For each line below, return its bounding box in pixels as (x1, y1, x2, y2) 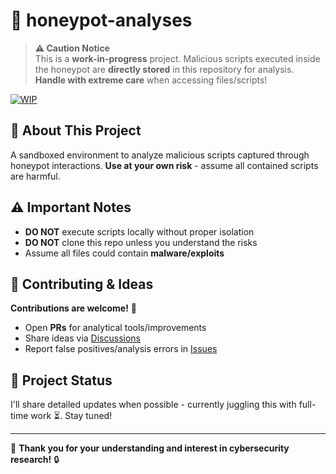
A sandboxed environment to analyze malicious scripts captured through (10, 149, 310, 161)
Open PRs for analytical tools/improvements (24, 322, 207, 334)
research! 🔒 (10, 454, 60, 466)
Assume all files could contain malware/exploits (24, 247, 225, 259)
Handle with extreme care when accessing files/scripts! (34, 74, 268, 86)
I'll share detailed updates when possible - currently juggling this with (10, 399, 297, 411)
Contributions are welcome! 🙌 (10, 302, 138, 314)
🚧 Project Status (10, 372, 113, 389)
